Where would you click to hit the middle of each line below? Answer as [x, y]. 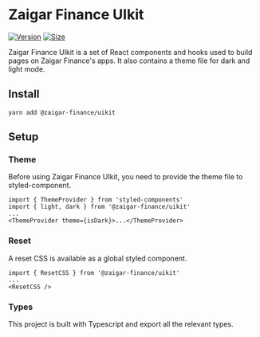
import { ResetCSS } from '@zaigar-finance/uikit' [94, 272]
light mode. [27, 69]
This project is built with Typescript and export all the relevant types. [121, 324]
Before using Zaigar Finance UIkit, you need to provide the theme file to [126, 177]
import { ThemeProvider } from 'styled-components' [96, 200]
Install [24, 94]
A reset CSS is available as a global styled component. [98, 258]
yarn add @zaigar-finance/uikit [62, 112]
